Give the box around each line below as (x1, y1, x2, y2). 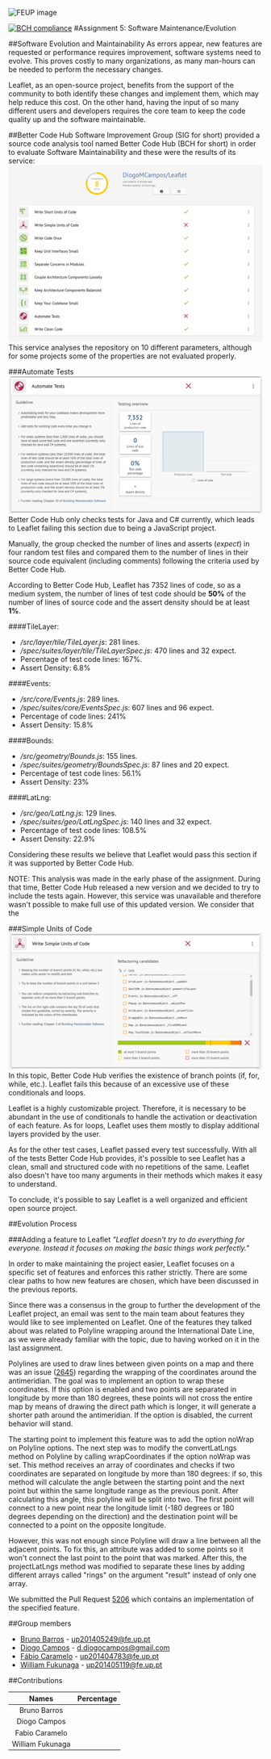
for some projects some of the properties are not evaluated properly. (8, 351, 236, 361)
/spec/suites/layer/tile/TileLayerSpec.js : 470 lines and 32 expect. (19, 646, 236, 655)
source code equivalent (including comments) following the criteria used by (8, 555, 260, 565)
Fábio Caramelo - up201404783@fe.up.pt (19, 1652, 160, 1661)
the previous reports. (8, 1284, 78, 1295)
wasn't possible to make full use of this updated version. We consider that (8, 899, 255, 909)
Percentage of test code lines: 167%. (19, 654, 143, 664)
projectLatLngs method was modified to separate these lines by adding (8, 1562, 245, 1572)
